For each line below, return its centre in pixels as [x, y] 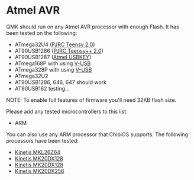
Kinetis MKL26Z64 [38, 152]
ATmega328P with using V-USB [53, 69]
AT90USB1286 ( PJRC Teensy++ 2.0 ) [59, 50]
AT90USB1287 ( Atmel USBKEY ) [53, 57]
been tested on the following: [42, 33]
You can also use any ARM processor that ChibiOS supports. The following [97, 134]
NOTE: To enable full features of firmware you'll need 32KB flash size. [91, 100]
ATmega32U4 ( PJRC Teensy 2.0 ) [55, 44]
